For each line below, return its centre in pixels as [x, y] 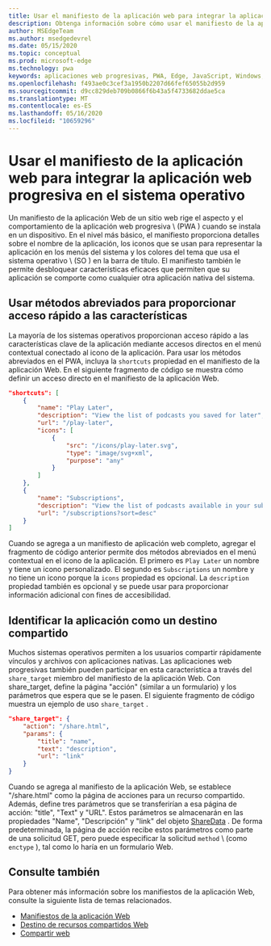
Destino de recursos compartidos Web [84, 924]
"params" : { [43, 734]
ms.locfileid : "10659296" [52, 121]
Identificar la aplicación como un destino [113, 620]
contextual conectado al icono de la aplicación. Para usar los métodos [125, 352]
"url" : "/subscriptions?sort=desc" [97, 513]
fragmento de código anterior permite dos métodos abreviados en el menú [132, 552]
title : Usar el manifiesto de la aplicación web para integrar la [122, 16]
